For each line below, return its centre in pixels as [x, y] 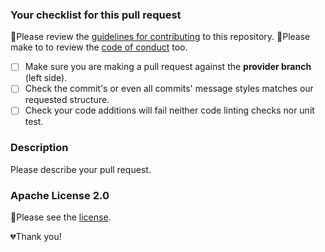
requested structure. [67, 100]
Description [39, 148]
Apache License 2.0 [60, 195]
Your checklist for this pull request [96, 15]
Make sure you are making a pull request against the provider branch [168, 67]
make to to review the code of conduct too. [99, 47]
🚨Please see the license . [61, 217]
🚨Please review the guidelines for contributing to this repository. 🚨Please [160, 37]
